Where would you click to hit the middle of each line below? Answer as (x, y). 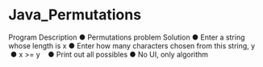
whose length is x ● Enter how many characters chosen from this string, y (132, 45)
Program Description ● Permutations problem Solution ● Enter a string (127, 37)
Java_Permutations (75, 15)
